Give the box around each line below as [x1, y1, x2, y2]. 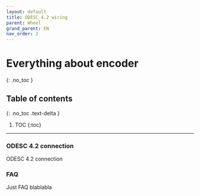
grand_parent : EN [6, 25, 49, 32]
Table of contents [6, 94, 73, 104]
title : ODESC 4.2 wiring [6, 14, 68, 20]
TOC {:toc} [14, 121, 42, 128]
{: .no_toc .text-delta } [6, 109, 60, 117]
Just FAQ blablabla [6, 183, 52, 191]
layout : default [6, 8, 46, 15]
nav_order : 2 [6, 31, 39, 37]
